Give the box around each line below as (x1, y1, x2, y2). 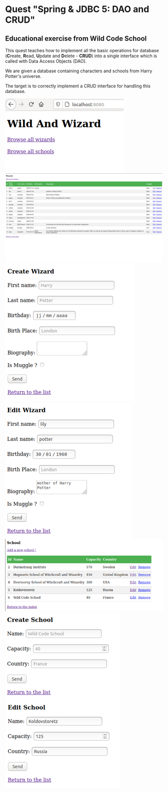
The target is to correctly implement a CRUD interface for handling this (5, 83, 151, 89)
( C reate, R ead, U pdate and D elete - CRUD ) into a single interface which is (5, 53, 157, 59)
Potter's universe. (5, 73, 41, 79)
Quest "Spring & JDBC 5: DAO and (5, 4, 149, 15)
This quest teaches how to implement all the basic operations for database (5, 48, 159, 53)
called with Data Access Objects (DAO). (5, 58, 87, 64)
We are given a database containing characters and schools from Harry (5, 68, 152, 74)
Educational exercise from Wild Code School (5, 34, 147, 43)
